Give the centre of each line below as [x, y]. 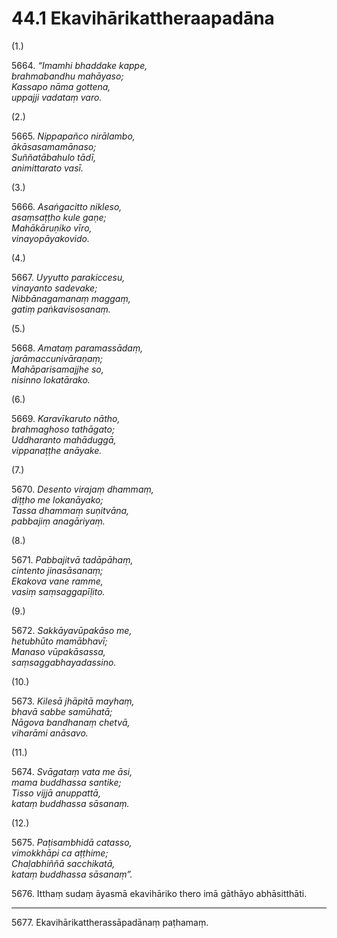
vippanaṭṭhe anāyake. [57, 450]
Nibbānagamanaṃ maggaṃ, [71, 298]
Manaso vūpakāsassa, [58, 651]
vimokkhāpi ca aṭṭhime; [60, 853]
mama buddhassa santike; [66, 782]
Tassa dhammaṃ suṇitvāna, [70, 510]
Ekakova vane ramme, [57, 581]
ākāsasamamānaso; [54, 146]
